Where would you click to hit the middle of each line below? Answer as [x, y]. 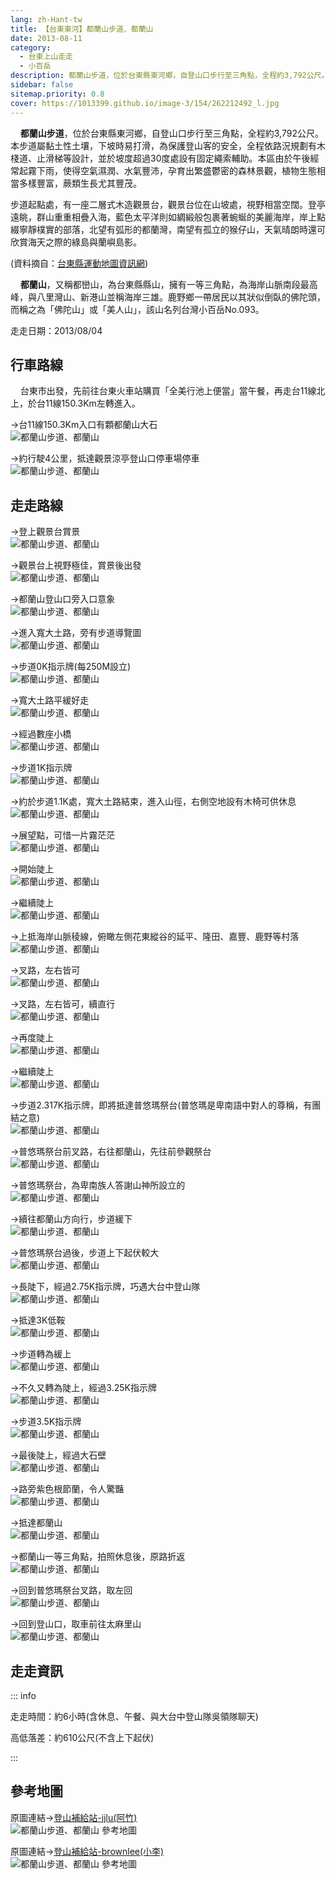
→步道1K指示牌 [41, 768]
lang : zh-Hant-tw [46, 19]
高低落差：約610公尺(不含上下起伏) [82, 1737]
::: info [23, 1695]
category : [31, 47]
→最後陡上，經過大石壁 [58, 1455]
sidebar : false [42, 85]
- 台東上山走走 [46, 57]
